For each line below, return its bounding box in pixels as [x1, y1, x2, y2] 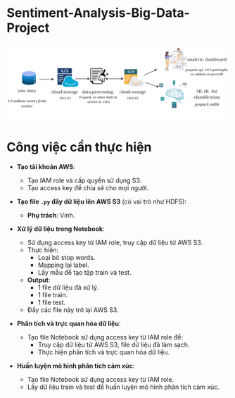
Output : [27, 276, 51, 285]
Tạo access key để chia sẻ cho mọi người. [27, 184, 149, 192]
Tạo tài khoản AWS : [16, 163, 75, 171]
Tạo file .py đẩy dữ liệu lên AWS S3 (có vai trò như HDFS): [16, 197, 187, 206]
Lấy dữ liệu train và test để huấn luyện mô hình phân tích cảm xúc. [27, 383, 220, 392]
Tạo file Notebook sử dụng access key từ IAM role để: [27, 333, 184, 342]
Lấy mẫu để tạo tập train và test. [37, 268, 132, 277]
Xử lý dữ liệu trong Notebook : [16, 225, 105, 233]
